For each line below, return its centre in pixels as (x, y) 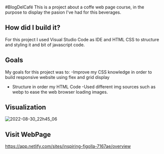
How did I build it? (33, 28)
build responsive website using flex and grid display (57, 77)
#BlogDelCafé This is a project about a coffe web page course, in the (75, 7)
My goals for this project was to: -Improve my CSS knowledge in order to (79, 72)
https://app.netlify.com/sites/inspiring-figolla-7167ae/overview (68, 146)
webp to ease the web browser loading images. (60, 92)
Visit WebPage (28, 134)
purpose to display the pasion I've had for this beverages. (63, 12)
